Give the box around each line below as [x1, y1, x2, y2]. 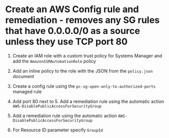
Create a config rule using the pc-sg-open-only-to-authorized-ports [12, 83, 156, 89]
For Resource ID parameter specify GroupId [12, 127, 103, 133]
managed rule [12, 88, 42, 94]
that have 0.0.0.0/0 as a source [5, 25, 141, 37]
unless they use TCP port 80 [5, 36, 128, 48]
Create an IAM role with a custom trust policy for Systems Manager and [12, 52, 162, 59]
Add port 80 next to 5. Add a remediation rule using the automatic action [12, 98, 164, 105]
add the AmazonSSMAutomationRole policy [12, 58, 96, 64]
